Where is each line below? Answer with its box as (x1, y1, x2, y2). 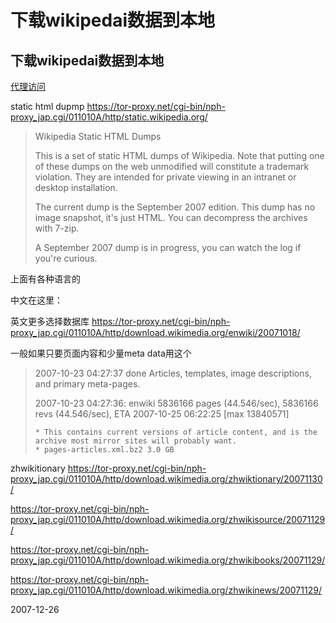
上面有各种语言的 (10, 273, 81, 285)
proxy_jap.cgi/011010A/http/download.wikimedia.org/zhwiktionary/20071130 (10, 473, 323, 485)
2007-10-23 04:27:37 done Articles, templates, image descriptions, (34, 367, 312, 379)
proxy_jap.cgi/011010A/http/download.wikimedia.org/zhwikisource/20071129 (10, 514, 326, 525)
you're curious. (34, 252, 98, 264)
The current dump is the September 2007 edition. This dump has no (34, 201, 316, 213)
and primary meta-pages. (34, 378, 141, 390)
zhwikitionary (10, 462, 66, 474)
